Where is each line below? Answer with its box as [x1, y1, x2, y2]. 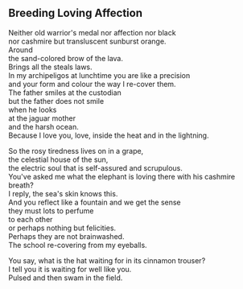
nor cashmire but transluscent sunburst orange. [8, 36, 167, 46]
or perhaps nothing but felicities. [8, 223, 117, 233]
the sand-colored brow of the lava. [8, 53, 123, 63]
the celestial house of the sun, [8, 155, 109, 164]
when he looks [8, 105, 57, 114]
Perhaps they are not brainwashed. [8, 231, 125, 241]
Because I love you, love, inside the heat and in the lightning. [8, 130, 209, 140]
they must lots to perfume [8, 205, 94, 216]
